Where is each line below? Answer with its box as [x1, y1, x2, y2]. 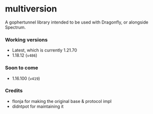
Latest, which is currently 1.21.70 [12, 47, 77, 53]
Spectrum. [5, 24, 26, 30]
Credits [5, 88, 23, 94]
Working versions [5, 36, 48, 43]
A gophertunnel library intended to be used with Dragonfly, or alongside [5, 19, 149, 25]
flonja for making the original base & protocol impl [12, 98, 112, 104]
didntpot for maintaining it [12, 103, 64, 109]
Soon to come [5, 64, 38, 71]
